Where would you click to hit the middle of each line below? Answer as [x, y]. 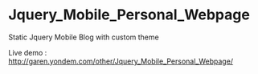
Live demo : [28, 52]
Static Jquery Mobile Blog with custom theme [84, 37]
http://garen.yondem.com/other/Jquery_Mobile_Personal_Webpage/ [121, 61]
